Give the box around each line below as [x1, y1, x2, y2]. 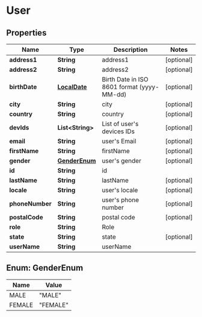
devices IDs [102, 127, 135, 136]
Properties [6, 28, 47, 38]
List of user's [102, 120, 139, 128]
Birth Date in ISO [102, 75, 148, 83]
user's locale [102, 186, 138, 194]
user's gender [102, 157, 141, 165]
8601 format [102, 83, 138, 91]
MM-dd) [102, 90, 127, 98]
